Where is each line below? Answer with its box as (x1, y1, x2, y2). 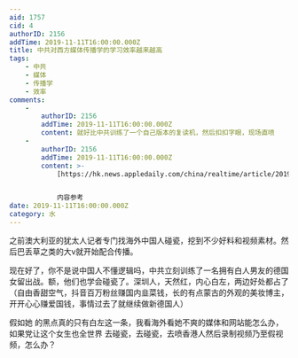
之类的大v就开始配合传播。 (39, 245, 138, 257)
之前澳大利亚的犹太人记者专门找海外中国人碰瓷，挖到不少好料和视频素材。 (9, 235, 281, 245)
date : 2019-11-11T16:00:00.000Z (9, 201, 129, 211)
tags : (9, 54, 29, 63)
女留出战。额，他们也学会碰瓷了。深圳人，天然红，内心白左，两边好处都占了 (9, 276, 289, 286)
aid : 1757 (9, 12, 46, 22)
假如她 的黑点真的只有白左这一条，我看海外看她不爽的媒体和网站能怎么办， (9, 316, 284, 328)
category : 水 (9, 210, 56, 219)
